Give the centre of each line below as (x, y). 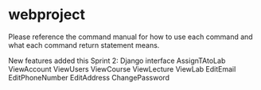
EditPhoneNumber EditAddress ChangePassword (89, 77)
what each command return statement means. (84, 45)
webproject (47, 15)
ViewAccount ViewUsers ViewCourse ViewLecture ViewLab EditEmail (122, 68)
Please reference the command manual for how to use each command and (130, 37)
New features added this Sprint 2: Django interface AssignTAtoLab (117, 61)
